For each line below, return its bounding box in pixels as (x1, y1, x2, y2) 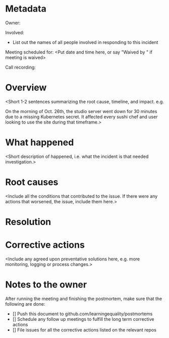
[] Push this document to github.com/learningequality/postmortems (12, 311, 153, 317)
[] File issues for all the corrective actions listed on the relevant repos (12, 326, 156, 333)
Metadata (5, 3, 46, 15)
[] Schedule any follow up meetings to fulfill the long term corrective (12, 316, 155, 322)
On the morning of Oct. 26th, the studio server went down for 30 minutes (5, 108, 157, 114)
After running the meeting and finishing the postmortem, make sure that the (5, 296, 162, 302)
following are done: (5, 301, 45, 307)
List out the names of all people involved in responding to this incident (12, 39, 158, 45)
